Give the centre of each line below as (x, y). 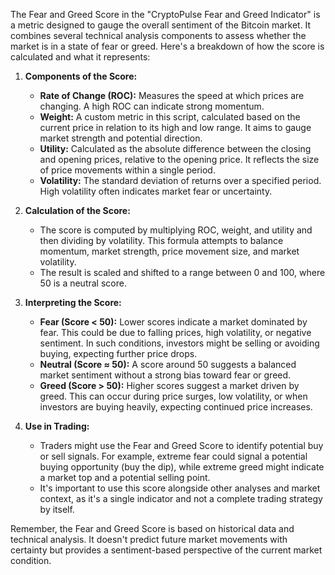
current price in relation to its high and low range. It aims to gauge (175, 127)
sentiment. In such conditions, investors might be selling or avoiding (179, 343)
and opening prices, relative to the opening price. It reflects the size (179, 159)
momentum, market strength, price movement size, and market (169, 251)
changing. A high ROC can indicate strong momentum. (152, 106)
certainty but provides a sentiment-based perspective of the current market (166, 550)
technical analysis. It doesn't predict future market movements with (149, 539)
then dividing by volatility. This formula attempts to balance (161, 240)
